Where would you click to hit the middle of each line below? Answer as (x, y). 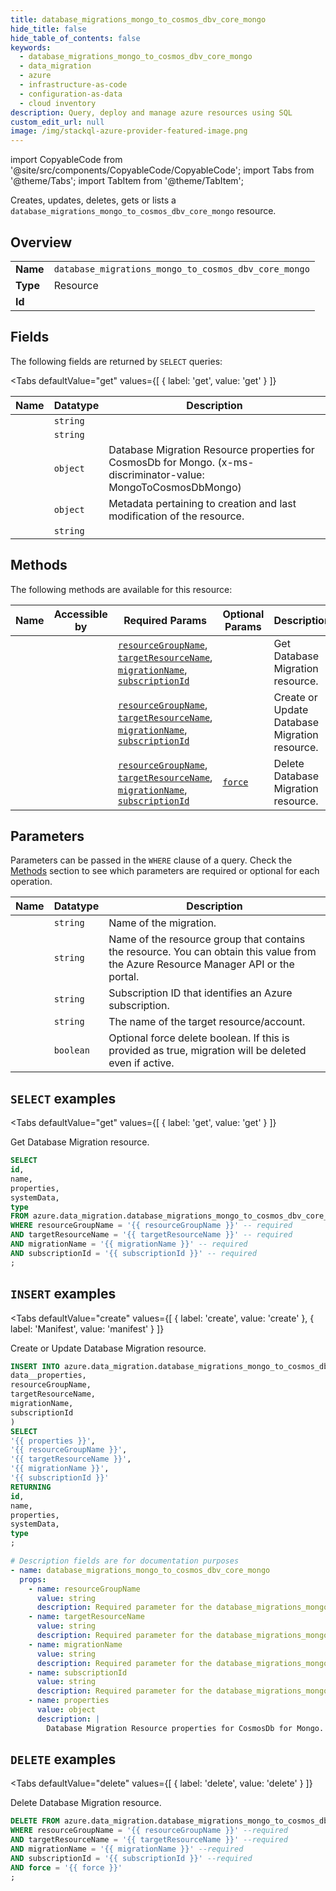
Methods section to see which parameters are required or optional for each (165, 871)
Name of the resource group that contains (207, 939)
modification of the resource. (176, 516)
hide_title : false (48, 29)
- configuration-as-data (71, 94)
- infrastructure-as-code (73, 85)
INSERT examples (63, 1294)
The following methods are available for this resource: (121, 589)
